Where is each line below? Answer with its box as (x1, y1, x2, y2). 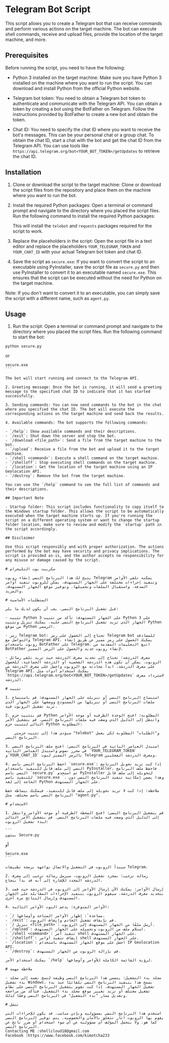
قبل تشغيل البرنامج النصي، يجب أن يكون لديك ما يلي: (5, 607, 119, 612)
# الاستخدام (5, 802, 28, 807)
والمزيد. (5, 589, 24, 594)
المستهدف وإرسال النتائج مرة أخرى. (5, 896, 80, 901)
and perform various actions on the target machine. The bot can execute (5, 25, 157, 31)
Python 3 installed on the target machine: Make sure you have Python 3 (12, 74, 162, 81)
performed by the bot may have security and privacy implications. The (5, 549, 159, 554)
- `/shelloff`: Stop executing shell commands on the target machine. (5, 460, 157, 465)
